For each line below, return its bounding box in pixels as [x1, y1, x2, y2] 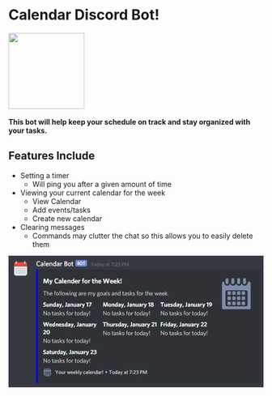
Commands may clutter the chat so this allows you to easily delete [32, 231, 253, 241]
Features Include [8, 149, 96, 163]
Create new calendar [32, 213, 103, 224]
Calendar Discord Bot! [8, 6, 160, 24]
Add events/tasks [32, 205, 91, 215]
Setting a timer [19, 170, 70, 180]
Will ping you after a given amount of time [32, 179, 172, 189]
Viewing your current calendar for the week [19, 188, 166, 198]
